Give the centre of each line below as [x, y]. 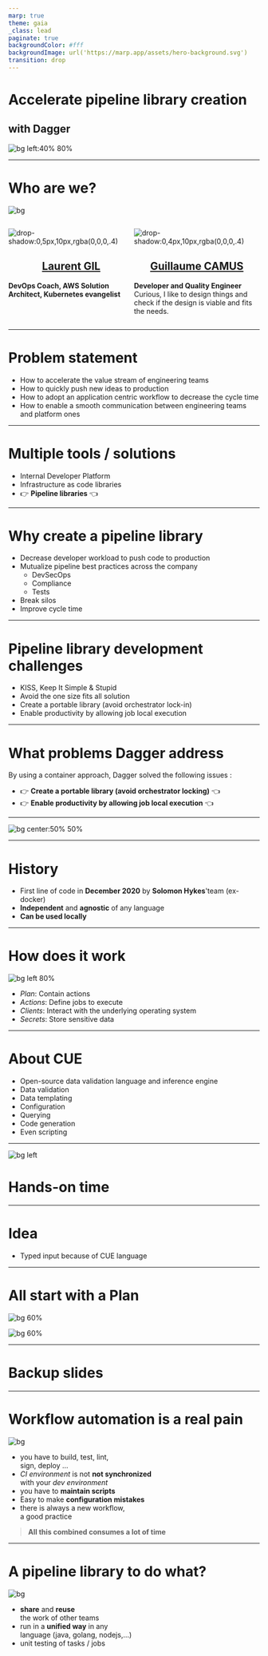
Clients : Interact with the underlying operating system [108, 1011]
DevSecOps [51, 575]
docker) [33, 899]
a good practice [46, 1516]
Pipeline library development [106, 649]
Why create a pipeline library [106, 536]
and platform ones [50, 414]
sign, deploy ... [44, 1465]
